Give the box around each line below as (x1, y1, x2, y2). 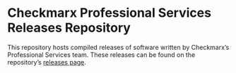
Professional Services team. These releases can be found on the (7, 51, 196, 59)
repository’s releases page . (7, 58, 87, 66)
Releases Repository (7, 20, 131, 36)
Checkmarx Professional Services (7, 5, 212, 21)
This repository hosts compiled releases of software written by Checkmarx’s (7, 43, 230, 51)
